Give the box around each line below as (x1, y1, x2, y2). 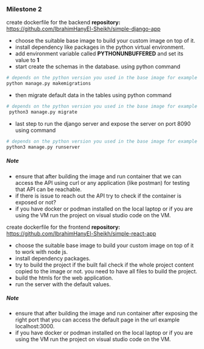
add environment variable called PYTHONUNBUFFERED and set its (15, 50, 184, 57)
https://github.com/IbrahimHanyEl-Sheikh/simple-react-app (6, 229, 157, 237)
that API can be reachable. (15, 185, 82, 193)
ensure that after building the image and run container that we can (15, 173, 181, 180)
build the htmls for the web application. (15, 274, 114, 281)
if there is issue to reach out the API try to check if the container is (15, 192, 181, 200)
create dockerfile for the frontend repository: (6, 223, 121, 231)
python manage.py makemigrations (6, 81, 91, 87)
